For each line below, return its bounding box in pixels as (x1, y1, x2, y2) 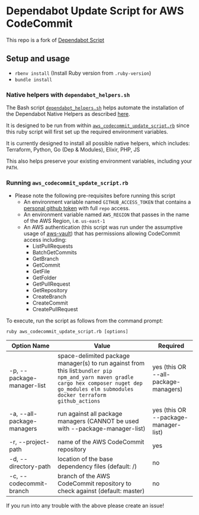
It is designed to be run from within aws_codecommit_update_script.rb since (6, 122, 190, 129)
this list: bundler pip (57, 366, 113, 375)
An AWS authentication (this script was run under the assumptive (23, 224, 183, 231)
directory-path (9, 462, 51, 470)
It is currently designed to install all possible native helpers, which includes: (6, 140, 190, 147)
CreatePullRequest (32, 306, 78, 313)
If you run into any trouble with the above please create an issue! (6, 502, 165, 509)
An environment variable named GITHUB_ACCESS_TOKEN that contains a (23, 198, 191, 206)
